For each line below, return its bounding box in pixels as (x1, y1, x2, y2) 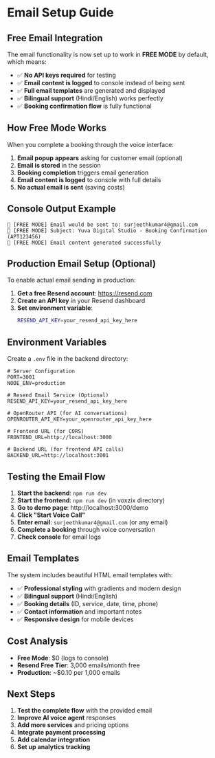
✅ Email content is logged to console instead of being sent (16, 79, 185, 87)
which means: (7, 58, 47, 66)
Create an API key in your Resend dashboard (16, 297, 146, 305)
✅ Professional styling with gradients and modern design (16, 584, 181, 592)
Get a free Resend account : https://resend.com (16, 289, 152, 298)
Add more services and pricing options (16, 721, 129, 729)
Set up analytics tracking (16, 743, 91, 751)
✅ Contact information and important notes (16, 607, 142, 616)
